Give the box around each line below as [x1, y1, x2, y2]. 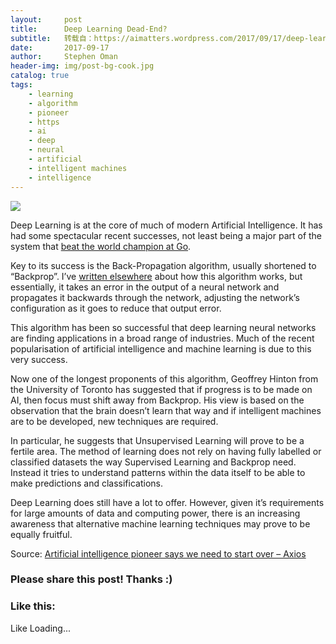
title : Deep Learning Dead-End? [10, 24, 168, 34]
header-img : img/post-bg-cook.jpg [10, 61, 155, 71]
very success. [10, 353, 68, 365]
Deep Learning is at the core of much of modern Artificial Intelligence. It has [10, 219, 323, 231]
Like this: [10, 599, 56, 613]
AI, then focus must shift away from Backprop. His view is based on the [10, 394, 305, 406]
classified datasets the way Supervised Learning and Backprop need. [10, 456, 297, 468]
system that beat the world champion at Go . [10, 240, 192, 252]
